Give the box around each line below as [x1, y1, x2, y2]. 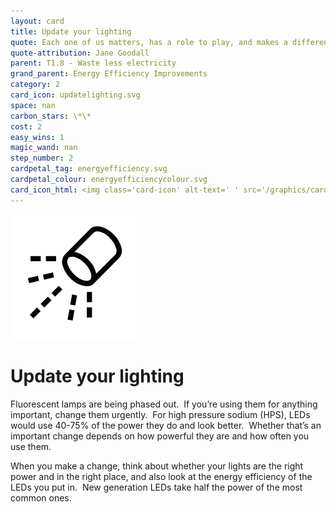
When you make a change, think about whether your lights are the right [10, 460, 304, 472]
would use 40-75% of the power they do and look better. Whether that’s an [10, 419, 322, 431]
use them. [10, 440, 52, 452]
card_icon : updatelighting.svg [10, 90, 141, 100]
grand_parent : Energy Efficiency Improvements [10, 69, 208, 79]
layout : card [10, 16, 65, 26]
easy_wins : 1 [10, 132, 65, 142]
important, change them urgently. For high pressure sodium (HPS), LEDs [10, 408, 311, 420]
